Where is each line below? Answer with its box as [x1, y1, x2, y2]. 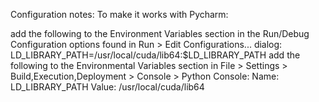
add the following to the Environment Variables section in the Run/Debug [10, 28, 310, 39]
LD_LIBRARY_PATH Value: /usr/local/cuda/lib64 [10, 81, 205, 93]
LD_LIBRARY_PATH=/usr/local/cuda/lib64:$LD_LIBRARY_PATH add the [10, 49, 301, 61]
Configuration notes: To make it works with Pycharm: [10, 9, 229, 20]
